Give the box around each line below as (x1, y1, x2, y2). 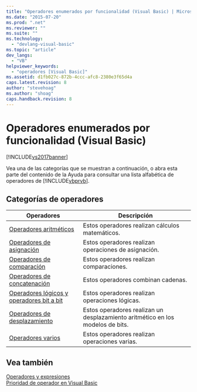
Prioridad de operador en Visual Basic (6, 380, 98, 387)
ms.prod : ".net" (6, 19, 46, 25)
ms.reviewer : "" (6, 25, 46, 31)
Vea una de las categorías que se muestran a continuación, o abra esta (6, 165, 178, 172)
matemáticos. (83, 229, 120, 237)
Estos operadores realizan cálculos (83, 222, 180, 230)
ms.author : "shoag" (6, 91, 54, 96)
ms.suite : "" (6, 31, 38, 36)
